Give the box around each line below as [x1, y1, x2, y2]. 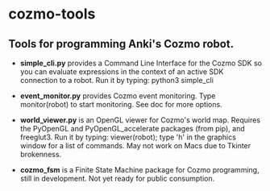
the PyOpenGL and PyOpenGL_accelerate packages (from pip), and [19, 124, 246, 133]
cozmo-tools [8, 5, 96, 23]
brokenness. [19, 150, 62, 159]
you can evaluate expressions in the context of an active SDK [19, 67, 224, 77]
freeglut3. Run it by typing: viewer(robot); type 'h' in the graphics [19, 132, 236, 142]
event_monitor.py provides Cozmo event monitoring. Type [19, 91, 216, 101]
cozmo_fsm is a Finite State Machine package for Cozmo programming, [19, 165, 260, 174]
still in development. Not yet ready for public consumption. [19, 174, 215, 183]
